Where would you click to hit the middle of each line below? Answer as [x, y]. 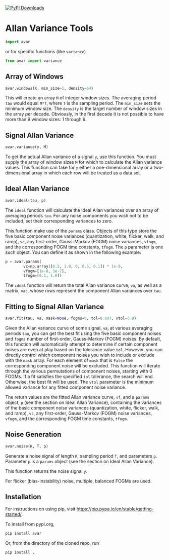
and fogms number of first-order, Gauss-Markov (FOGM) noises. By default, [83, 339]
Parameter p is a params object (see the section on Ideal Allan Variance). [80, 461]
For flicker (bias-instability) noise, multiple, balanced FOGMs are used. [79, 481]
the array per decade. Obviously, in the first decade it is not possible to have [84, 114]
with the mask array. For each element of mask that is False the [69, 360]
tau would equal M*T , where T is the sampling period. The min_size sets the [83, 103]
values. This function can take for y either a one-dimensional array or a [79, 168]
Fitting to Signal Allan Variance [55, 307]
